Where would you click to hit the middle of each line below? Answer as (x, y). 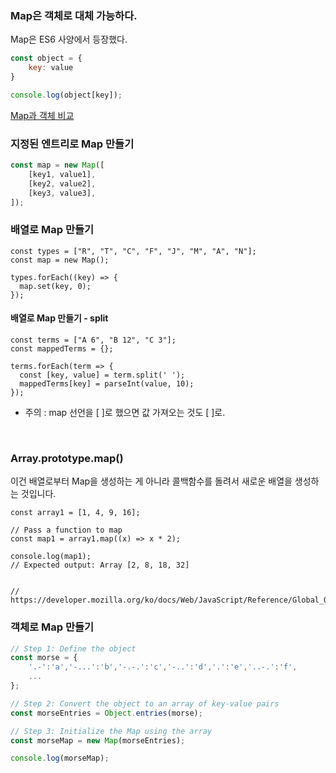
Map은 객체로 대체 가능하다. (74, 15)
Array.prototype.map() (67, 458)
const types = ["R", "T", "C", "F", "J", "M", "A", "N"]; (133, 251)
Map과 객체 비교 (42, 115)
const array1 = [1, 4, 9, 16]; (75, 513)
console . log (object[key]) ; (66, 95)
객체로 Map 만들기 (52, 627)
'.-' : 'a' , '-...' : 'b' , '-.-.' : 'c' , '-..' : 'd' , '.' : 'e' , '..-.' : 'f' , (163, 667)
